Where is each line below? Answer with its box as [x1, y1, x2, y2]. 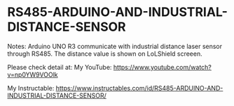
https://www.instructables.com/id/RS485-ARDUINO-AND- [55, 84, 223, 92]
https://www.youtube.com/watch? [113, 63, 212, 71]
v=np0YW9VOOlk [7, 70, 58, 79]
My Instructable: [7, 84, 55, 92]
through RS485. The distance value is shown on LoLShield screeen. [7, 50, 202, 58]
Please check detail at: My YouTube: [7, 63, 112, 71]
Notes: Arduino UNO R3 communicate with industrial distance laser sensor [7, 42, 223, 50]
